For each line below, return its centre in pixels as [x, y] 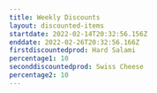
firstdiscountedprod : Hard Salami [73, 50]
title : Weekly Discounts [55, 17]
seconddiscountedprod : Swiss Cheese [76, 67]
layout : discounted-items [56, 26]
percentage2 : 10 [39, 75]
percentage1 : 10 [39, 58]
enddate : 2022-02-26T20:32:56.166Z [75, 42]
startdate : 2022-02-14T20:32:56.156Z [78, 34]
